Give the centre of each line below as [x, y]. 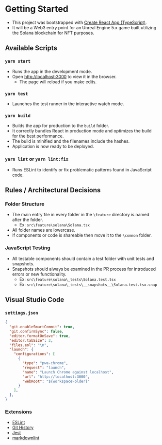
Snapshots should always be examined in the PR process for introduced [84, 269]
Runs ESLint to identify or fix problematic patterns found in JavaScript [82, 169]
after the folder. [27, 220]
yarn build [18, 116]
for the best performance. [38, 136]
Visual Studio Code [35, 300]
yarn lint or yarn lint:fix [37, 159]
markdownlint [26, 438]
